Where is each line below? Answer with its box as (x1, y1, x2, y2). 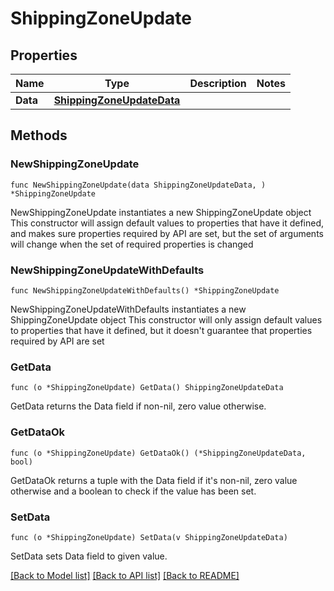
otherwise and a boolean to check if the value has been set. (10, 485, 257, 497)
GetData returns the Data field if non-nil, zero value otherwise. (10, 400, 267, 412)
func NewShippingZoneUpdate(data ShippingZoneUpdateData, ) (10, 180, 267, 190)
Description (189, 77, 247, 90)
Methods (10, 127, 68, 144)
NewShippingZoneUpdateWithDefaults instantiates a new (10, 303, 247, 315)
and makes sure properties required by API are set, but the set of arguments (10, 227, 324, 239)
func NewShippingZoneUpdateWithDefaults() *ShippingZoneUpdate (10, 285, 280, 296)
